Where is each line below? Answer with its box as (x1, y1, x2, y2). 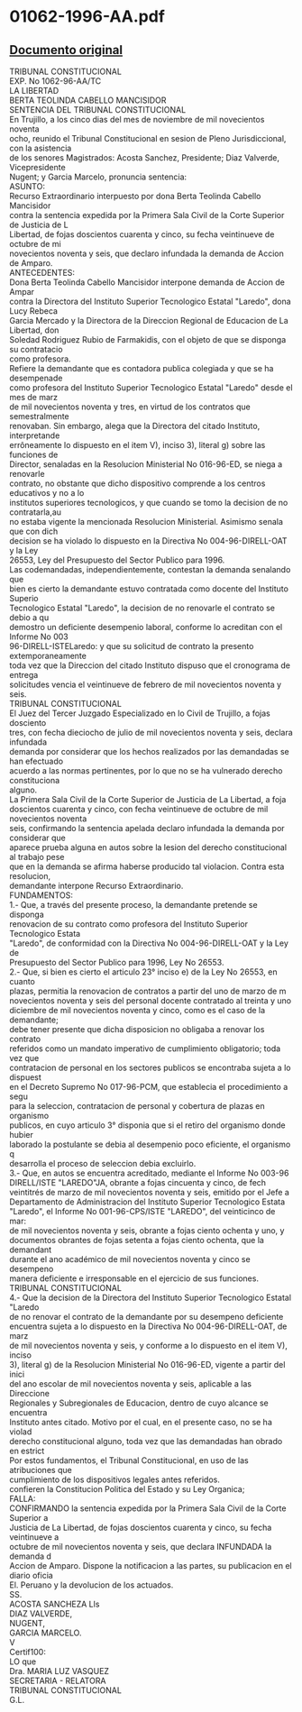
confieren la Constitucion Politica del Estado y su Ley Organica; (9, 1484, 245, 1494)
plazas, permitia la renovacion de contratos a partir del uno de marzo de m (9, 985, 287, 996)
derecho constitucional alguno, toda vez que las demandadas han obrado (9, 1436, 283, 1446)
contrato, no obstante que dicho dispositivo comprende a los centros (9, 478, 266, 489)
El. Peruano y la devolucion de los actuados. (9, 1579, 174, 1590)
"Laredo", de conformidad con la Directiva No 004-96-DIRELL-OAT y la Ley (9, 938, 288, 948)
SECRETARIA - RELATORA (9, 1675, 106, 1686)
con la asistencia (9, 142, 72, 153)
